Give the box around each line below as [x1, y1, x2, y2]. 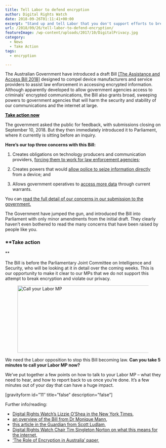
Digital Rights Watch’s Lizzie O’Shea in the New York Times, [12, 411, 134, 417]
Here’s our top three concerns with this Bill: [5, 142, 96, 148]
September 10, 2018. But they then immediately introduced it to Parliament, [5, 127, 157, 133]
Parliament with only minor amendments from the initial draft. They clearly [5, 216, 156, 222]
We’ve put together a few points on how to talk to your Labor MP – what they [5, 371, 162, 377]
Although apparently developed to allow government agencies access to [5, 87, 153, 93]
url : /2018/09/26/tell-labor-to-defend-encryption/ [5, 26, 114, 31]
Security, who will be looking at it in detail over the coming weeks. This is [5, 265, 154, 271]
